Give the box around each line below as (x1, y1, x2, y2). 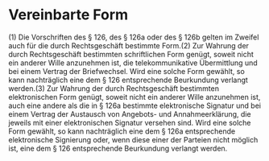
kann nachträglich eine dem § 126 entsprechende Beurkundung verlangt (8, 75, 248, 85)
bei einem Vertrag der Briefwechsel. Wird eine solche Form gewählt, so (8, 66, 246, 76)
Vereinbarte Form (8, 6, 129, 24)
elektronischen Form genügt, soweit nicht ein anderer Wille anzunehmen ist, (8, 92, 261, 101)
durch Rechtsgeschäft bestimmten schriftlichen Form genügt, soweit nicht (8, 49, 254, 59)
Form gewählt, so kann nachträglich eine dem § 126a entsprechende (8, 126, 236, 136)
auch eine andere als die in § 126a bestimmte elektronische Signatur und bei (8, 101, 262, 110)
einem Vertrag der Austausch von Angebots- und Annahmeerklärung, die (8, 109, 251, 118)
